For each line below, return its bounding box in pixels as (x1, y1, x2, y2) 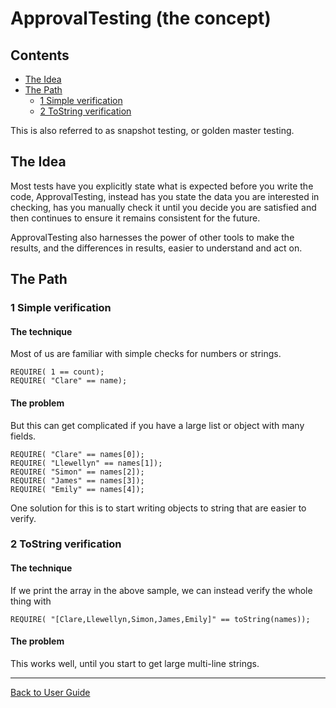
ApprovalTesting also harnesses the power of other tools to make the (10, 231, 295, 243)
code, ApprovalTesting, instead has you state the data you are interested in (10, 190, 320, 202)
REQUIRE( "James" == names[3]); (10, 475, 145, 486)
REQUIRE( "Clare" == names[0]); (10, 449, 145, 459)
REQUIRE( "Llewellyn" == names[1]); (10, 458, 163, 468)
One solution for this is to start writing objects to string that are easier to (10, 502, 307, 514)
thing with (10, 595, 52, 607)
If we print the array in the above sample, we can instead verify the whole (10, 584, 313, 596)
